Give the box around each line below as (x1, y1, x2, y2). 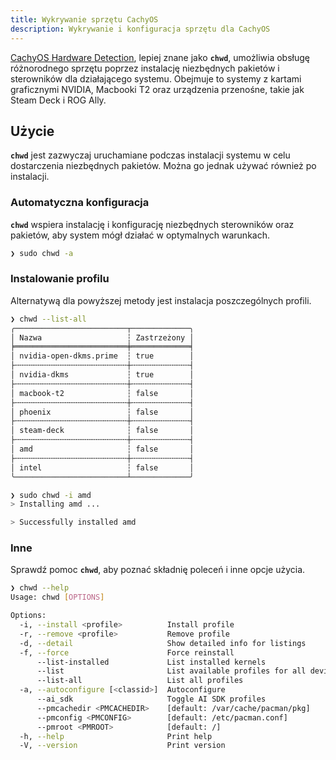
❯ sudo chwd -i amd (10, 490, 92, 500)
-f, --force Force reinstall (19, 647, 235, 658)
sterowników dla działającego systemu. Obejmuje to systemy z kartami (10, 72, 302, 85)
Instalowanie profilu (10, 272, 110, 286)
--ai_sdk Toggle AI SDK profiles (36, 694, 267, 705)
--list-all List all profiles (36, 676, 244, 686)
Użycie (10, 122, 55, 140)
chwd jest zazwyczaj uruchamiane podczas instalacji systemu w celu (10, 149, 291, 161)
